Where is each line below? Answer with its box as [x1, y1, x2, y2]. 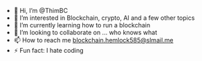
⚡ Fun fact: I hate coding [13, 47, 84, 54]
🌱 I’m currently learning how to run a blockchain [13, 21, 151, 29]
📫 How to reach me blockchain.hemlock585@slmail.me [13, 36, 174, 44]
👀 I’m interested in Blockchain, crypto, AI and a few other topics [13, 14, 195, 22]
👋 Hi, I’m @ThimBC [13, 7, 68, 14]
